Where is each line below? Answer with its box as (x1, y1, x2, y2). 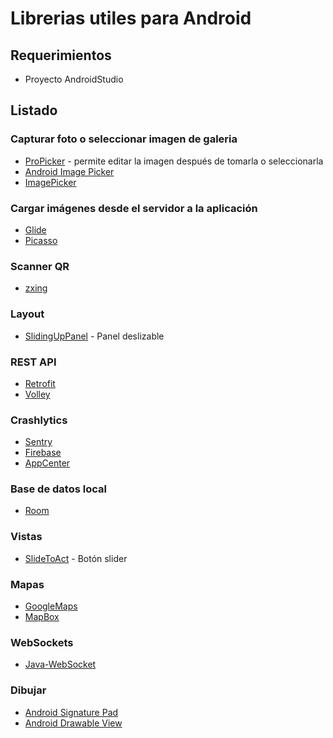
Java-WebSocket (24, 658, 97, 671)
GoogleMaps (24, 600, 78, 612)
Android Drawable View (24, 717, 123, 729)
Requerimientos (10, 47, 112, 64)
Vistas (10, 530, 43, 544)
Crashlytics (10, 413, 68, 427)
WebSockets (10, 635, 74, 649)
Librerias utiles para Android (10, 7, 252, 30)
